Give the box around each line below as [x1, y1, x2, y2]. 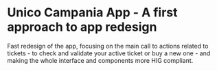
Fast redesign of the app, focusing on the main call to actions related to [7, 42, 209, 50]
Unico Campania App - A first [7, 5, 178, 20]
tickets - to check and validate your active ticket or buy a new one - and [7, 49, 211, 57]
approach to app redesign [7, 19, 157, 35]
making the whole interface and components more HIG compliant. [7, 56, 194, 64]
